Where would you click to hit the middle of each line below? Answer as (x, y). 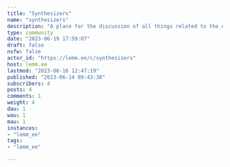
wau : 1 (16, 115)
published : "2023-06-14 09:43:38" (56, 77)
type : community (30, 33)
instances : (23, 128)
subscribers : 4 (29, 83)
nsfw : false (24, 52)
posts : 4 (20, 90)
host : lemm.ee (27, 64)
